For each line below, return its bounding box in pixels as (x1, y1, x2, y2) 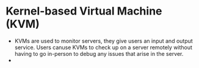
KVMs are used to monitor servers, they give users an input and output (14, 37, 193, 44)
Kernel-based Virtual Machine (5, 4, 162, 18)
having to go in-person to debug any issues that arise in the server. (14, 50, 184, 57)
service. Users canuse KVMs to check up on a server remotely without (14, 44, 193, 51)
